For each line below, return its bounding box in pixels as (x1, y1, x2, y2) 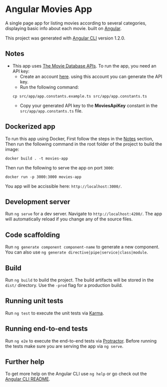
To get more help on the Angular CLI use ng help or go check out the (5, 371, 147, 377)
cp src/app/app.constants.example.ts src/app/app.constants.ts (12, 93, 147, 98)
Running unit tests (5, 296, 63, 305)
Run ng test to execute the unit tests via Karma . (5, 310, 104, 316)
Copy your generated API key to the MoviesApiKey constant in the (19, 102, 158, 108)
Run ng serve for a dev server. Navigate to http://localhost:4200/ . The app (5, 211, 162, 217)
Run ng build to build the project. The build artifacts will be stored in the (5, 277, 154, 283)
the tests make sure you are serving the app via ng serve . (5, 343, 123, 349)
